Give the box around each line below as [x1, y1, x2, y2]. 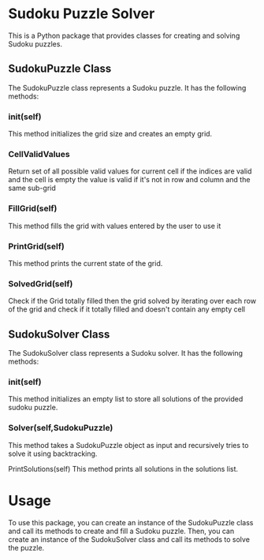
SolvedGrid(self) [8, 278, 73, 289]
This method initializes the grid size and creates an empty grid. [8, 129, 213, 139]
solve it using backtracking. [8, 449, 98, 458]
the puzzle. [8, 543, 45, 552]
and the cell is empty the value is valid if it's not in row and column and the [8, 175, 251, 185]
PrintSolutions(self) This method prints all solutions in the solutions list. [8, 464, 239, 473]
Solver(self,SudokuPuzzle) [8, 423, 113, 434]
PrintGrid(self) [8, 241, 65, 252]
